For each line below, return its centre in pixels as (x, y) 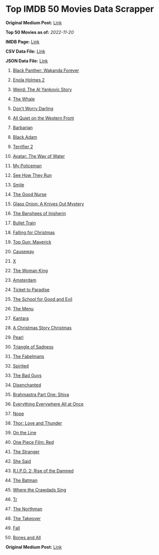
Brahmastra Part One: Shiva (41, 394)
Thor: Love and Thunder (37, 423)
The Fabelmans (28, 356)
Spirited (21, 366)
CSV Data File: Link (26, 51)
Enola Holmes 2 (29, 80)
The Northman (27, 509)
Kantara (21, 318)
